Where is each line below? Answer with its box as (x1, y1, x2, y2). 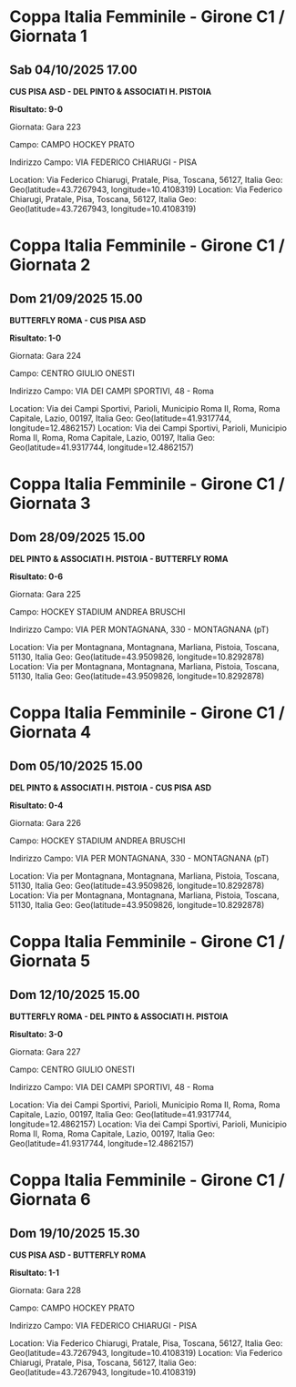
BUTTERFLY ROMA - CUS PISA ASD (9, 315, 147, 325)
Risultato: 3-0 (9, 1029, 64, 1039)
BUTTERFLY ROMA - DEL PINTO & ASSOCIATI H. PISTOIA (9, 1011, 229, 1022)
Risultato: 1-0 (9, 332, 62, 343)
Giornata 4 (9, 722, 92, 743)
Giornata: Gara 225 (9, 589, 82, 599)
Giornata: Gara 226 (9, 818, 82, 828)
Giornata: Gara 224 (9, 351, 82, 361)
